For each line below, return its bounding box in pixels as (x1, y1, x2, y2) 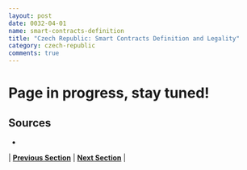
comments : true (8, 49, 60, 57)
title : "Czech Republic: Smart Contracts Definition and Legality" (8, 34, 241, 43)
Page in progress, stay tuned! (8, 84, 210, 102)
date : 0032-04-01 (8, 19, 67, 27)
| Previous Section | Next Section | (8, 153, 127, 162)
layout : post (8, 11, 52, 20)
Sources (8, 116, 52, 130)
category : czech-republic (8, 42, 95, 50)
